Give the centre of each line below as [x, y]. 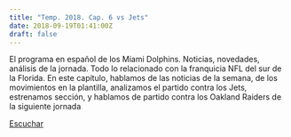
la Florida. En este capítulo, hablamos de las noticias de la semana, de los [143, 78]
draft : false [33, 34]
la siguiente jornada [45, 107]
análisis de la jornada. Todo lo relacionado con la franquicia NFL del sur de [145, 68]
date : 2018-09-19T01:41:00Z [61, 26]
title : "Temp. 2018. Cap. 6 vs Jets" [79, 17]
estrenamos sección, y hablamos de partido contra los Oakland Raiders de [145, 97]
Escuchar [27, 124]
